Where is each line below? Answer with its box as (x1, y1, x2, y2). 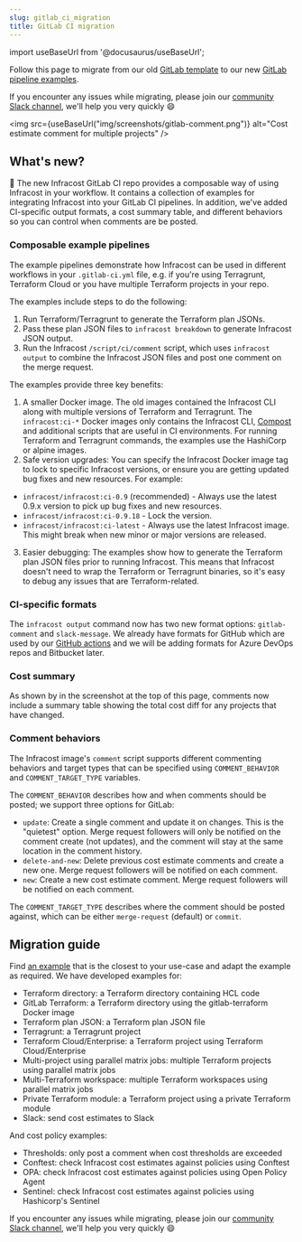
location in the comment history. (22, 845, 142, 856)
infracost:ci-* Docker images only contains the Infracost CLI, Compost (22, 416, 292, 426)
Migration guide (9, 937, 101, 952)
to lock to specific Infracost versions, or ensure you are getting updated (22, 463, 289, 474)
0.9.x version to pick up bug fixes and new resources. (22, 500, 223, 511)
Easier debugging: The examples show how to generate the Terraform (22, 546, 283, 557)
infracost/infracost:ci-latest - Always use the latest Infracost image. (22, 519, 290, 530)
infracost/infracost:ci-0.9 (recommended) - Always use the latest (22, 490, 278, 501)
